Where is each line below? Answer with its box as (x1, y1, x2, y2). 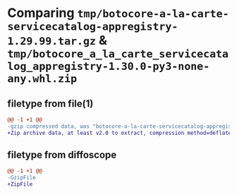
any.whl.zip (7, 72, 78, 85)
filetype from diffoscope (7, 149, 117, 161)
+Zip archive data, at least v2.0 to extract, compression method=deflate (7, 129, 232, 136)
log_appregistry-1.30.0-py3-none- (7, 60, 210, 73)
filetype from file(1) (7, 97, 94, 110)
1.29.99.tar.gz (7, 35, 97, 48)
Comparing (7, 5, 75, 21)
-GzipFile (7, 175, 37, 182)
